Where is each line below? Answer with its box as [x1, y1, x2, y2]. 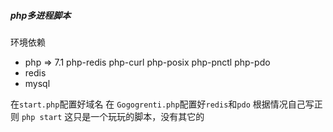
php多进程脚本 [10, 9, 72, 21]
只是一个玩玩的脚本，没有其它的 [73, 110, 205, 122]
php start [21, 112, 63, 122]
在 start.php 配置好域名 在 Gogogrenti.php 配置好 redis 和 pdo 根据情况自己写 [10, 98, 315, 110]
